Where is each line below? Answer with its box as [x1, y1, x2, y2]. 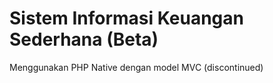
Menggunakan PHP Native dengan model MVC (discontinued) [9, 61, 264, 73]
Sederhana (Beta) [9, 28, 159, 51]
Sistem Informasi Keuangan [9, 7, 244, 30]
